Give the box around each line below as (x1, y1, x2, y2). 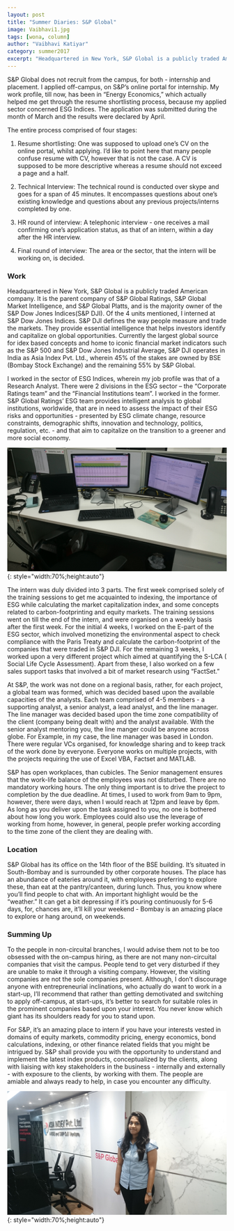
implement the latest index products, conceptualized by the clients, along (7, 1055, 217, 1064)
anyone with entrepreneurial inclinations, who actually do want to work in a (7, 982, 222, 991)
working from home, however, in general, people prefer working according (7, 819, 221, 828)
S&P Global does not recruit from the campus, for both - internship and (7, 75, 211, 84)
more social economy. (7, 434, 71, 442)
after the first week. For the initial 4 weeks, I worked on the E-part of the (7, 622, 214, 630)
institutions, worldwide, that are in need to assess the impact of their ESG (7, 404, 218, 412)
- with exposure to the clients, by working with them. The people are (7, 1070, 203, 1078)
